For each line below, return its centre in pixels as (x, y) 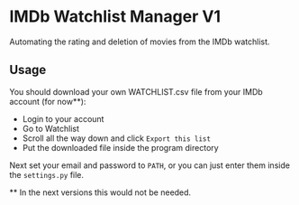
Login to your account (63, 118)
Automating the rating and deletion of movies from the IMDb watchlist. (140, 42)
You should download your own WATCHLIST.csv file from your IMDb (136, 91)
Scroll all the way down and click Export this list (117, 138)
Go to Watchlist (50, 128)
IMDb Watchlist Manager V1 (115, 17)
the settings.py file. (46, 174)
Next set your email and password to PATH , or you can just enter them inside (150, 165)
